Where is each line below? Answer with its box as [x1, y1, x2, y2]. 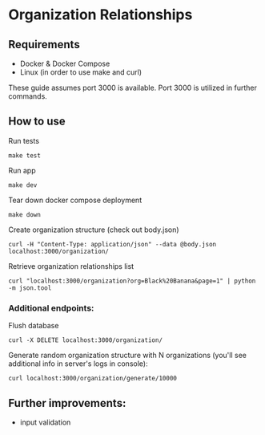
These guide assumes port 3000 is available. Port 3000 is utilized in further [8, 83, 258, 92]
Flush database [8, 321, 59, 331]
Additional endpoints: [8, 303, 94, 314]
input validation [19, 417, 71, 427]
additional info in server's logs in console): [8, 359, 148, 368]
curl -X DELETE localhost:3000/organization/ [8, 336, 163, 344]
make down [8, 210, 42, 218]
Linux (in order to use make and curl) [19, 67, 143, 77]
